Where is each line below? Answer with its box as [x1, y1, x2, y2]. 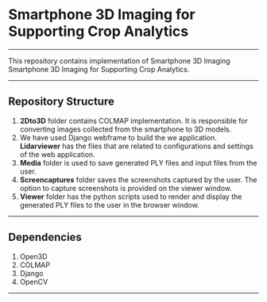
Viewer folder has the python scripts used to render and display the [19, 192, 242, 201]
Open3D [19, 251, 48, 261]
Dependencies [8, 231, 82, 244]
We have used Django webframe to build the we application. [19, 132, 217, 142]
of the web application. [19, 149, 95, 159]
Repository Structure [8, 95, 115, 109]
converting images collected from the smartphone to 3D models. [19, 124, 232, 134]
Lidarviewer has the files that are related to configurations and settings [19, 141, 254, 151]
